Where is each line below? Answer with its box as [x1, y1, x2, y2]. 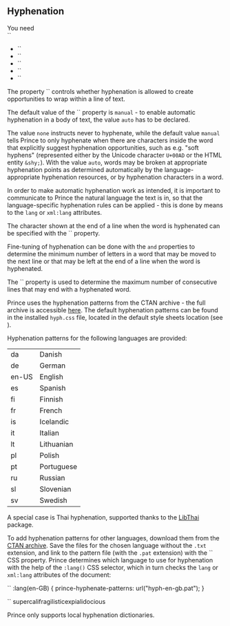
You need [7, 23, 34, 32]
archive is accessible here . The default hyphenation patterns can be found [7, 305, 218, 314]
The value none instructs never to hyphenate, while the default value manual [7, 129, 220, 137]
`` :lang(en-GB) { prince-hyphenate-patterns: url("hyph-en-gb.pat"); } [7, 584, 205, 592]
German [39, 361, 66, 370]
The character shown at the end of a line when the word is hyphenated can [7, 221, 220, 230]
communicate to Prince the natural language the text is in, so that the [7, 193, 203, 202]
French [39, 406, 63, 415]
